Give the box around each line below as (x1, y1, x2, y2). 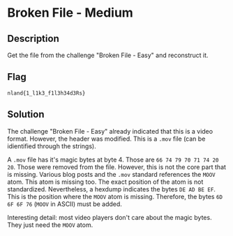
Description (7, 33, 59, 45)
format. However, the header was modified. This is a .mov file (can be (7, 134, 206, 143)
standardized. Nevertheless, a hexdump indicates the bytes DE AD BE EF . (7, 184, 216, 193)
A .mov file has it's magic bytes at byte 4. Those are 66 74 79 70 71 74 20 (7, 155, 219, 164)
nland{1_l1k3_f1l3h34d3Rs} (7, 89, 86, 97)
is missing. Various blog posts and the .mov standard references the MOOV (7, 170, 216, 178)
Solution (7, 109, 45, 120)
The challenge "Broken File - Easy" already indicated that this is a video (7, 127, 213, 135)
